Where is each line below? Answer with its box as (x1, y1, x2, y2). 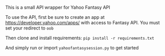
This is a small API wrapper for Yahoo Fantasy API (5, 5, 111, 10)
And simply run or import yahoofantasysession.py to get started (5, 45, 139, 50)
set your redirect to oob (5, 25, 54, 31)
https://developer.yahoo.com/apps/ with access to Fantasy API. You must (5, 20, 160, 25)
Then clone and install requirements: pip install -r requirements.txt (5, 35, 154, 41)
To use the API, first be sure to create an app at (5, 14, 105, 20)
